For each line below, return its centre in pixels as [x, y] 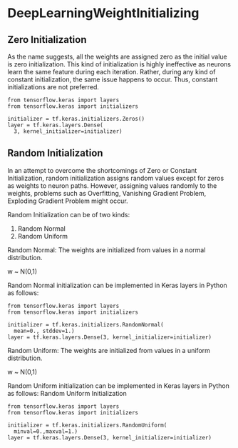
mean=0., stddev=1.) [44, 331]
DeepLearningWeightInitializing [103, 13]
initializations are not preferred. [53, 87]
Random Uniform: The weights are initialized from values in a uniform [109, 350]
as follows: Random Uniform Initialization [67, 393]
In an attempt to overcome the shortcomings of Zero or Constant [102, 170]
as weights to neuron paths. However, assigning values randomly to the [112, 185]
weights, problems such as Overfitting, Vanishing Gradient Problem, [107, 193]
